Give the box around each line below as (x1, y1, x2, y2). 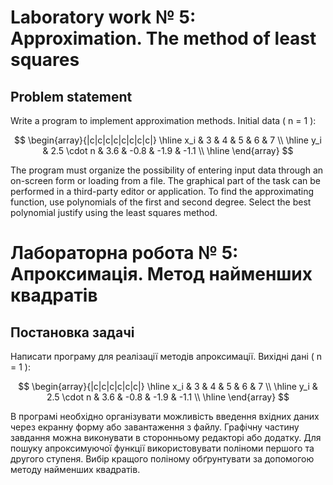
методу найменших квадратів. (10, 464, 141, 475)
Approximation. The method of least (10, 27, 317, 50)
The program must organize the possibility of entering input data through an (10, 164, 324, 176)
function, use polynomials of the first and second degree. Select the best (10, 196, 312, 208)
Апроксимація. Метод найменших (10, 263, 313, 286)
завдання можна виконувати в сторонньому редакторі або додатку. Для (10, 432, 322, 443)
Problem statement (10, 88, 133, 105)
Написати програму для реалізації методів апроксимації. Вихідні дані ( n (10, 351, 323, 362)
